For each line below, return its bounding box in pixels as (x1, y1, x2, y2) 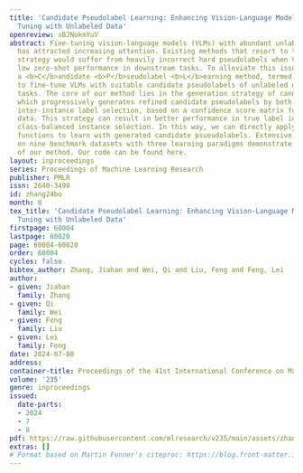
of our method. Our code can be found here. (17, 147, 188, 156)
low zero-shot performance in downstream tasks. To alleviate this (17, 64, 277, 73)
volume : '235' (9, 374, 63, 384)
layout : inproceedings (9, 156, 95, 166)
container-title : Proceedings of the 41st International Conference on (9, 366, 284, 375)
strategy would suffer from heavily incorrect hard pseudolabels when (17, 55, 289, 64)
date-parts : (17, 400, 63, 410)
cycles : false (9, 257, 63, 267)
